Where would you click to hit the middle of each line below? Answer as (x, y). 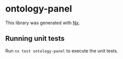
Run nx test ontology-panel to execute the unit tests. (62, 50)
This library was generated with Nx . (43, 23)
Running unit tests (35, 39)
